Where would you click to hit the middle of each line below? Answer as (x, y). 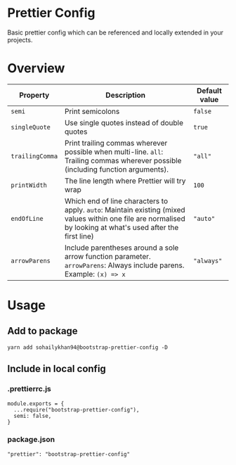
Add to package (43, 331)
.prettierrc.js (29, 389)
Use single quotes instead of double (124, 122)
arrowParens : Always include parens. (124, 265)
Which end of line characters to (116, 200)
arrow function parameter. (107, 256)
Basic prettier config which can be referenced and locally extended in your (115, 32)
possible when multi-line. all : (114, 151)
